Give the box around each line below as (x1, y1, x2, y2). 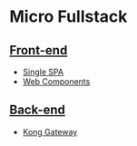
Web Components (22, 76, 91, 87)
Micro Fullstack (9, 6, 128, 27)
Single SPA (22, 66, 64, 77)
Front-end (9, 43, 68, 58)
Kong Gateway (22, 126, 78, 137)
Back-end (9, 102, 66, 118)
